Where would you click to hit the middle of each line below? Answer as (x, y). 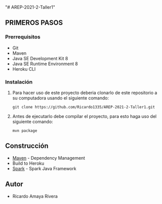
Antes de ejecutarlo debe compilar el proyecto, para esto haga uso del (84, 116)
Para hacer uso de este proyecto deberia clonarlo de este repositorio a (85, 93)
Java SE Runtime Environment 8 (45, 64)
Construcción (27, 146)
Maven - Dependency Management (49, 158)
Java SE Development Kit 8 (40, 58)
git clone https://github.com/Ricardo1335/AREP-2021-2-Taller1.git (83, 107)
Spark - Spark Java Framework (44, 168)
